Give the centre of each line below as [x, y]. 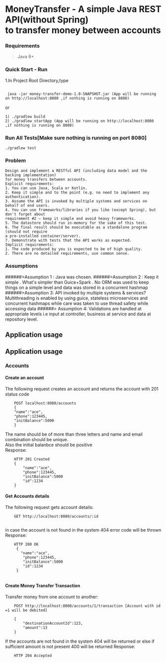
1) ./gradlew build [25, 116]
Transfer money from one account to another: [52, 597]
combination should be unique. [37, 439]
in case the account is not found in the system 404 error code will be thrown [83, 530]
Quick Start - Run [27, 70]
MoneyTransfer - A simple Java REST [83, 9]
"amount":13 [35, 628]
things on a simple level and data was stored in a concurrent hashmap [77, 287]
